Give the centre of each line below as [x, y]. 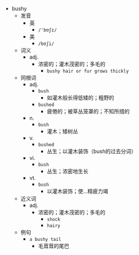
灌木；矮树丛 [62, 131]
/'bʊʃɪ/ [47, 30]
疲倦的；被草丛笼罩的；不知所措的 [88, 111]
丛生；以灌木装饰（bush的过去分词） [92, 151]
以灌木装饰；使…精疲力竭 [78, 191]
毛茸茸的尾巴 [54, 246]
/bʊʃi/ [46, 44]
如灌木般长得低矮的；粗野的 [80, 98]
